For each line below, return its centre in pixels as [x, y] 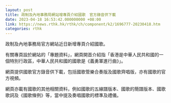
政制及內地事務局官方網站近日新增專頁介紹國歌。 [56, 44]
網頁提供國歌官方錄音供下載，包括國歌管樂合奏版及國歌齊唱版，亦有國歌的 [83, 72]
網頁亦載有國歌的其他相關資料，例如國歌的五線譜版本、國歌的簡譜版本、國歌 [85, 89]
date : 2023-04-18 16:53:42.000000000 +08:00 [53, 19]
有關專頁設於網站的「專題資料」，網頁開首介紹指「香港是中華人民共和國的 [82, 55]
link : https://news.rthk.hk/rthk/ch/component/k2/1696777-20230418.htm [83, 24]
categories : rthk [24, 29]
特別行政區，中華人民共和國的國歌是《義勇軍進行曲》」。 [67, 61]
